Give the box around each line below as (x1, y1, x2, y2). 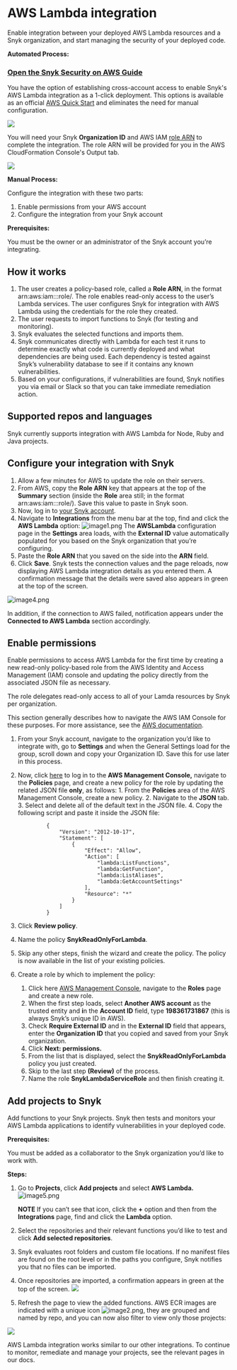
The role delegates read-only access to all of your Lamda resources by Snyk (7, 692, 231, 701)
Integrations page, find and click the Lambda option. (17, 1213, 173, 1221)
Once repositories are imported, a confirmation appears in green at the (17, 1276, 224, 1285)
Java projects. (7, 437, 49, 445)
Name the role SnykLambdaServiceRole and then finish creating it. (28, 1074, 225, 1083)
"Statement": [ (59, 835, 104, 842)
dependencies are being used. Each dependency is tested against (17, 352, 211, 361)
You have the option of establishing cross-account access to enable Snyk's (7, 84, 228, 92)
